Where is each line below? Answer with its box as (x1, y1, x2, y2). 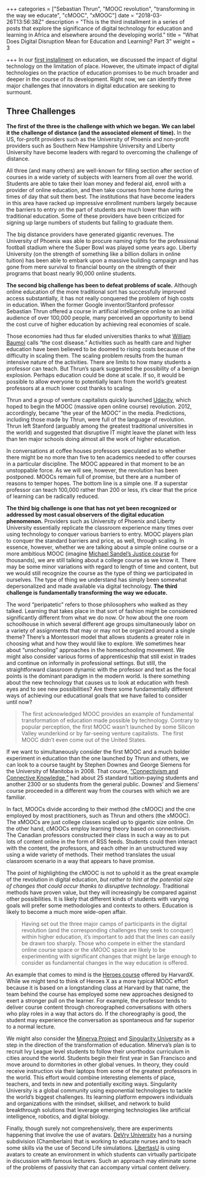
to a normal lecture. (6, 1023, 56, 1030)
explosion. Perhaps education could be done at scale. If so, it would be (6, 371, 185, 379)
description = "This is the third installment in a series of (45, 18, 185, 25)
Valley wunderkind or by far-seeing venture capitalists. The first (21, 729, 184, 737)
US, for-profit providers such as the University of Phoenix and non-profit (6, 135, 190, 143)
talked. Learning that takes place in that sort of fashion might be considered (6, 607, 198, 614)
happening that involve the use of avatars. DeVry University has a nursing (6, 1131, 192, 1138)
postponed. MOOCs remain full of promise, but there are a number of (6, 473, 181, 480)
